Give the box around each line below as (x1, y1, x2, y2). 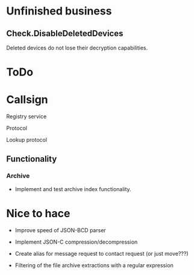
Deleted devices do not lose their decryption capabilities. (6, 44, 148, 51)
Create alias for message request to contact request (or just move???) (14, 250, 189, 257)
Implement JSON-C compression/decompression (14, 238, 138, 245)
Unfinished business (6, 4, 112, 18)
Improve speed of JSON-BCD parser (14, 226, 107, 233)
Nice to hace (6, 207, 70, 220)
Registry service (6, 113, 47, 120)
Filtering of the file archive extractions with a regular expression (14, 261, 174, 269)
